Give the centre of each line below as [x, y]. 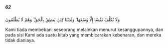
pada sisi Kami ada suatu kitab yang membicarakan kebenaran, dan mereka [83, 34]
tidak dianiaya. [20, 40]
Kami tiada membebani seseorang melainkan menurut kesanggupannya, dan [84, 29]
